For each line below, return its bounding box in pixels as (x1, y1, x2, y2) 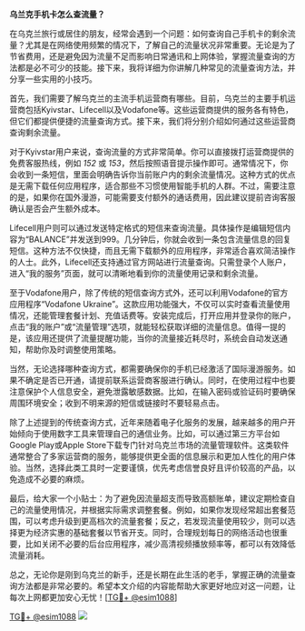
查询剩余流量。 (9, 127, 65, 137)
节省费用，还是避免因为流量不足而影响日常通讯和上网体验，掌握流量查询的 (9, 51, 288, 62)
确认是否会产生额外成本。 (9, 204, 105, 214)
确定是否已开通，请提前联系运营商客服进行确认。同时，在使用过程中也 (25, 375, 288, 386)
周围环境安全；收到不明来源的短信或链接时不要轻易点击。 (9, 397, 224, 408)
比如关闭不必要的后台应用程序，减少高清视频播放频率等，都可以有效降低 (25, 538, 296, 549)
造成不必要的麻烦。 (16, 474, 89, 485)
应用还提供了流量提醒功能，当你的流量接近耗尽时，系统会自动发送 (33, 333, 280, 344)
